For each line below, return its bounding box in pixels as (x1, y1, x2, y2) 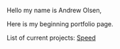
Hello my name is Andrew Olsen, (6, 6, 102, 14)
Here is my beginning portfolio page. (6, 20, 114, 28)
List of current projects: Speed (6, 33, 97, 42)
